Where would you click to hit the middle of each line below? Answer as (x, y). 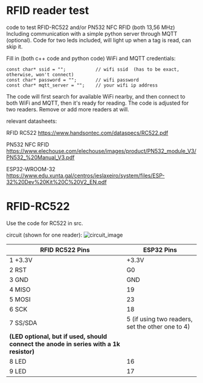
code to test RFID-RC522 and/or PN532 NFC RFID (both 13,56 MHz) (91, 27)
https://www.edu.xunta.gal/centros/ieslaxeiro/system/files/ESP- (85, 175)
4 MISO (20, 289)
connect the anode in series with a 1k (65, 344)
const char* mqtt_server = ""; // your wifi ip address (82, 85)
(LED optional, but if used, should (58, 336)
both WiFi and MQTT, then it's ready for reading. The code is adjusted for (98, 103)
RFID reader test (48, 11)
